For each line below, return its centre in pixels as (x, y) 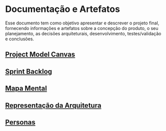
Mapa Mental (26, 88)
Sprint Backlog (29, 71)
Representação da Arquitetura (53, 105)
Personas (20, 122)
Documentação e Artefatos (62, 9)
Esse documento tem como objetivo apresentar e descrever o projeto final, (82, 23)
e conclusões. (19, 39)
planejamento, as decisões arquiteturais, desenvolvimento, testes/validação (83, 33)
